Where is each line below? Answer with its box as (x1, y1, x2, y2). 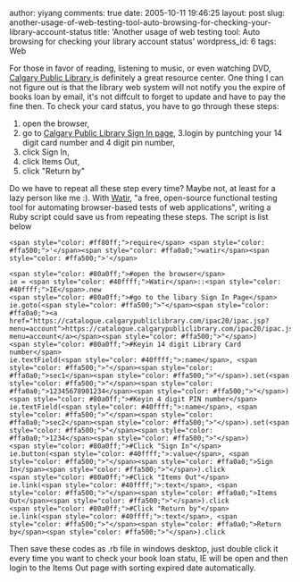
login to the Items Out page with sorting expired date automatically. (9, 562, 256, 573)
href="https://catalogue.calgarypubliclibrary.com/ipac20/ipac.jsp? (9, 316, 270, 325)
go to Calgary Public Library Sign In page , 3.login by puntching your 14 (21, 128, 283, 138)
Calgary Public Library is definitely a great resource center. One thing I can (9, 72, 284, 83)
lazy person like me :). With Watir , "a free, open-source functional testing (9, 192, 279, 203)
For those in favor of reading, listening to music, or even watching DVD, (9, 63, 271, 73)
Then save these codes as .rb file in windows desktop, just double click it (9, 544, 279, 553)
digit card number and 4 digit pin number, (21, 138, 176, 148)
